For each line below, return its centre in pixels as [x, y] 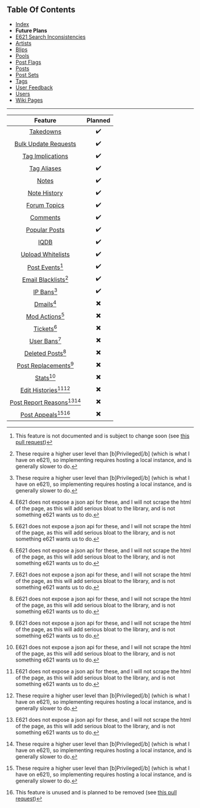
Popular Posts [45, 230]
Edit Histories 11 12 [45, 389]
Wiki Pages [29, 100]
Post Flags [28, 62]
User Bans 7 [45, 340]
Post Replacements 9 [45, 365]
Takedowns [45, 132]
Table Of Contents [41, 10]
